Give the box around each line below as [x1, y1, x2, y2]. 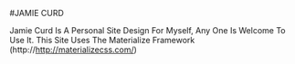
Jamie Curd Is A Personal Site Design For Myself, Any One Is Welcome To [9, 25, 286, 35]
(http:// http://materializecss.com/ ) [9, 44, 137, 55]
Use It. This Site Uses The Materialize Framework [9, 35, 195, 45]
